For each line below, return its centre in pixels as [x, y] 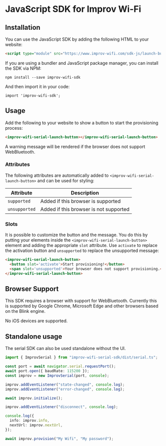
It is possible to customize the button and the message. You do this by [77, 235]
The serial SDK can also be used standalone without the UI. [65, 348]
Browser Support [32, 289]
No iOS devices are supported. [37, 321]
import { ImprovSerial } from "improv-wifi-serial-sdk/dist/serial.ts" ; [82, 357]
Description [85, 193]
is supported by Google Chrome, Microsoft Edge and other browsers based [82, 306]
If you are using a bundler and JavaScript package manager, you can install [82, 63]
